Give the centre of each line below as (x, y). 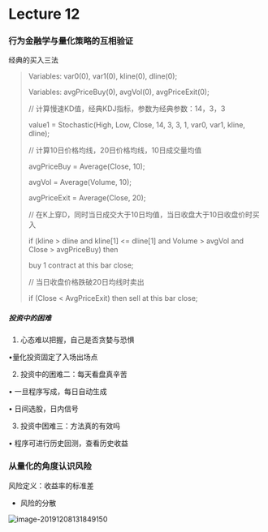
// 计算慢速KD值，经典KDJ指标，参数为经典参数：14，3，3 (127, 109)
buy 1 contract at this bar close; (81, 265)
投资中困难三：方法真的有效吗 (70, 426)
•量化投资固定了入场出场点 (53, 357)
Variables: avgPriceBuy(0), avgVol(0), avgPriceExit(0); (119, 92)
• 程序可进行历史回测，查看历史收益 (68, 444)
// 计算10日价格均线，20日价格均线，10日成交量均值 (115, 150)
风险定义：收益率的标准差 (51, 485)
